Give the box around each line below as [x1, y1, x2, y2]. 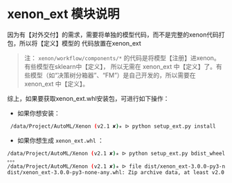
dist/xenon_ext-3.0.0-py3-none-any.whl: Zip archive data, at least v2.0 [7, 169, 225, 176]
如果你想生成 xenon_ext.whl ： [17, 136, 104, 144]
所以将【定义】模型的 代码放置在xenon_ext [19, 39, 142, 47]
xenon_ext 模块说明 [7, 6, 120, 22]
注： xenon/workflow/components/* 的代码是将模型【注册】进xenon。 [24, 53, 220, 62]
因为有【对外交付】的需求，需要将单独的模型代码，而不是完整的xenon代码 [7, 30, 220, 39]
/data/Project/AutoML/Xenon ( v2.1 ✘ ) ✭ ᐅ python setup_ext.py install [10, 122, 216, 130]
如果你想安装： [17, 108, 60, 117]
